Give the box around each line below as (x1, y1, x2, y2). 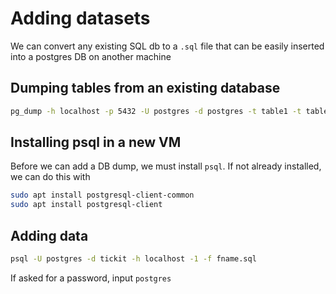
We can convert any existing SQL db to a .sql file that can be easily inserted (10, 40, 325, 52)
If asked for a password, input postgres (10, 272, 172, 284)
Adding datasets (10, 7, 151, 30)
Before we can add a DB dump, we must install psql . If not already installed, (10, 160, 322, 172)
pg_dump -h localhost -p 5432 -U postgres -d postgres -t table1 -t (10, 106, 302, 116)
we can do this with (10, 171, 91, 183)
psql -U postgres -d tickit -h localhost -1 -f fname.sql (10, 254, 257, 264)
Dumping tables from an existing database (10, 80, 281, 97)
